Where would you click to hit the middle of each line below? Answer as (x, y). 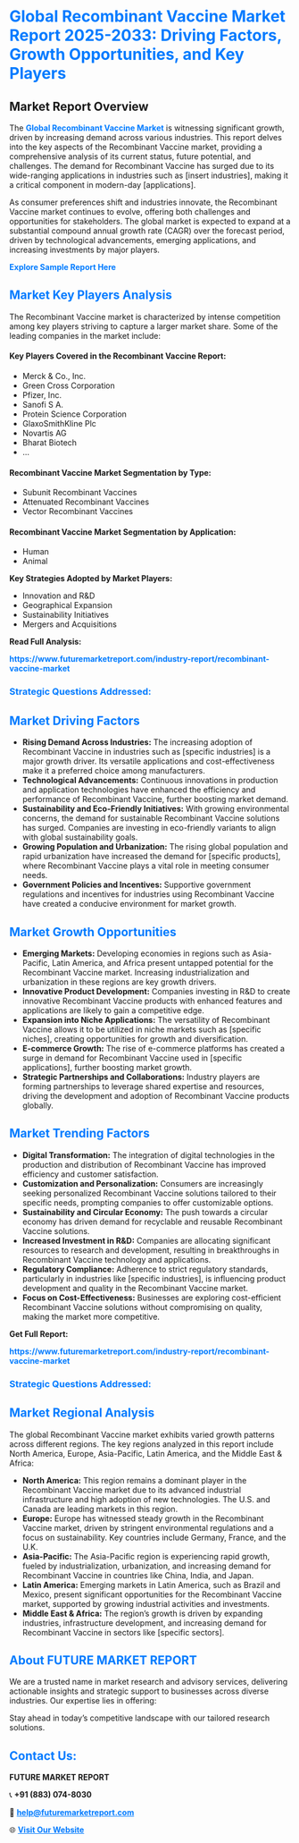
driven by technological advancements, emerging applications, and (133, 240)
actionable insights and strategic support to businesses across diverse (139, 1691)
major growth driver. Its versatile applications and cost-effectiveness (148, 761)
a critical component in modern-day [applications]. (103, 185)
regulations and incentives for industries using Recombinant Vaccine (148, 894)
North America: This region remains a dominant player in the (134, 1480)
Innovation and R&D (58, 596)
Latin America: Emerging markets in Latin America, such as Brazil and (151, 1585)
